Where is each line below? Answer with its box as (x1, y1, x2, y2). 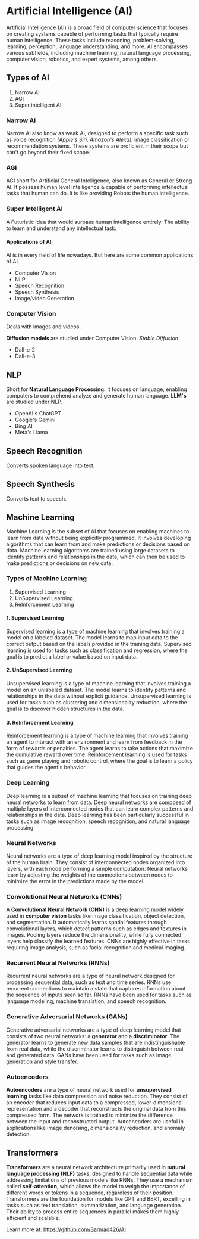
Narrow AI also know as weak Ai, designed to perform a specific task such (6, 130, 188, 137)
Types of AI (6, 73, 49, 83)
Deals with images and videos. (6, 323, 81, 330)
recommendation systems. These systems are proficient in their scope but (6, 142, 188, 150)
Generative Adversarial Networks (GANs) (6, 1013, 128, 1021)
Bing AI (14, 422, 33, 430)
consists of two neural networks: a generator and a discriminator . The (6, 1032, 180, 1039)
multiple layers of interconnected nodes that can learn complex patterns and (6, 805, 194, 812)
